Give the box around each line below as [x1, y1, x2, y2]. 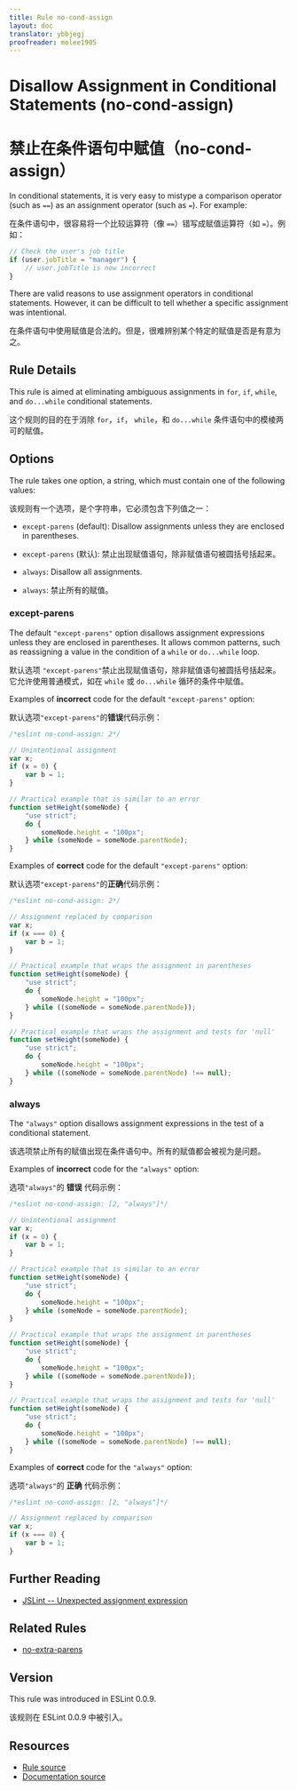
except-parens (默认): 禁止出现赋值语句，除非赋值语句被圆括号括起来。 [21, 548, 281, 559]
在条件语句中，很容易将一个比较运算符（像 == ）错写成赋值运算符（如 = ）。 [9, 219, 278, 229]
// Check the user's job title [9, 247, 125, 256]
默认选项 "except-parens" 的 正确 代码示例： [9, 879, 162, 890]
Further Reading [9, 1571, 101, 1586]
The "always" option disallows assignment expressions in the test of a [9, 1117, 264, 1129]
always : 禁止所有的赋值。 [21, 584, 113, 595]
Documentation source [21, 1771, 106, 1782]
